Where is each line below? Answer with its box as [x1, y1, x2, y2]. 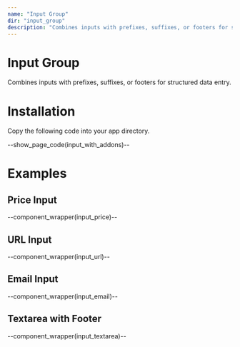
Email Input [7, 273, 59, 286]
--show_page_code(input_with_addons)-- [7, 141, 130, 149]
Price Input [7, 193, 57, 206]
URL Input [7, 233, 52, 246]
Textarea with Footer [7, 313, 102, 325]
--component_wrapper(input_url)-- [7, 253, 111, 261]
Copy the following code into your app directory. [7, 126, 150, 136]
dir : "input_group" [7, 17, 66, 24]
